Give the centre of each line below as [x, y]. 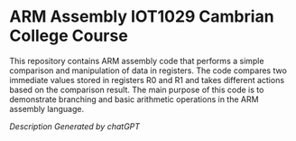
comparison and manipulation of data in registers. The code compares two [148, 70]
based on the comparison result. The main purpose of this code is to [137, 89]
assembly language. [46, 108]
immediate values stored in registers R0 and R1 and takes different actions [147, 80]
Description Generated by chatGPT [75, 126]
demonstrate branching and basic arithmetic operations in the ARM [134, 99]
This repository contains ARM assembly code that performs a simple [137, 61]
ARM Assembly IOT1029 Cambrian [142, 17]
